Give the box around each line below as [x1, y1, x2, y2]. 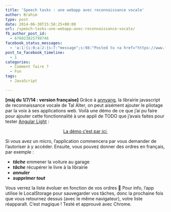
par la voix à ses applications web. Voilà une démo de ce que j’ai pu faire [5, 107, 158, 113]
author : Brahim [5, 12, 38, 17]
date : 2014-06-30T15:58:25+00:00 [5, 21, 76, 27]
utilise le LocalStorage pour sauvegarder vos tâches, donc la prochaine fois [5, 190, 164, 196]
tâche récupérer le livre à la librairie [12, 164, 88, 170]
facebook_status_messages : [5, 41, 63, 46]
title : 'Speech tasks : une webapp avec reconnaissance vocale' [5, 7, 145, 13]
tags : [5, 74, 17, 79]
